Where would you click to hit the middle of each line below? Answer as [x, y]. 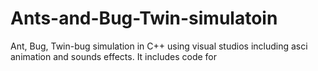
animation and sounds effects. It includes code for [114, 56]
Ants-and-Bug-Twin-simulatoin [144, 18]
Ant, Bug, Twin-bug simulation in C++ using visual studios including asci [159, 46]
